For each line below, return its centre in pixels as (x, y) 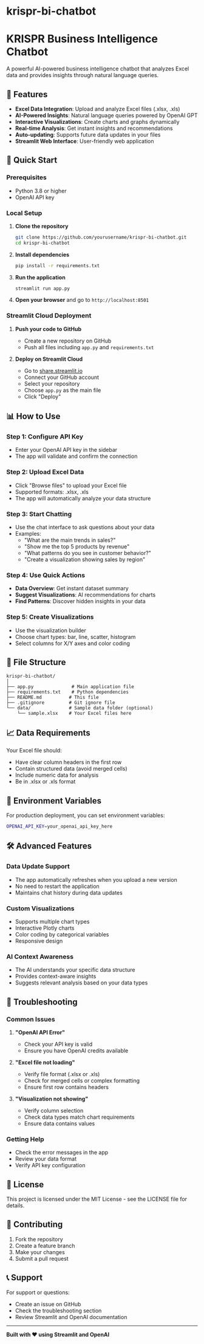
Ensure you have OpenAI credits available (76, 1050)
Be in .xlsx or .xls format (45, 782)
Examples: (28, 534)
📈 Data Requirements (49, 733)
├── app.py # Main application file (70, 687)
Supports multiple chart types (52, 921)
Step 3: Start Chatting (39, 514)
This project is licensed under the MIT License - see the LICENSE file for (97, 1199)
